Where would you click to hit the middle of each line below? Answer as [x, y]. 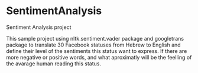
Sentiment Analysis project [39, 27]
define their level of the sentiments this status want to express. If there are [97, 51]
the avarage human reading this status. [54, 64]
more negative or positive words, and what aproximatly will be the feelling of [99, 57]
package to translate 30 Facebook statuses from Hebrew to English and [94, 45]
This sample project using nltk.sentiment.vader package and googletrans [95, 38]
